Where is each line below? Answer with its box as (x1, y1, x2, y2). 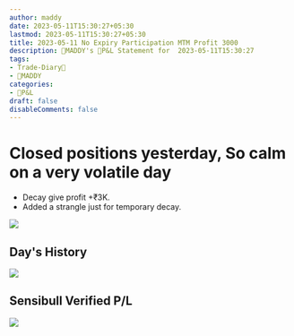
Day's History (9, 244, 88, 260)
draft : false (9, 96, 58, 106)
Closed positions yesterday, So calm (9, 143, 287, 164)
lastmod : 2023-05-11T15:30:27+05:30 (9, 30, 146, 39)
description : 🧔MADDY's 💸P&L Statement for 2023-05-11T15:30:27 (9, 47, 255, 56)
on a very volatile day (9, 162, 172, 183)
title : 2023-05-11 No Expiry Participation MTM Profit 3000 (9, 38, 239, 47)
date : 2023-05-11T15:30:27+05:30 (9, 22, 134, 30)
